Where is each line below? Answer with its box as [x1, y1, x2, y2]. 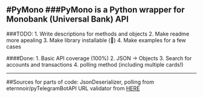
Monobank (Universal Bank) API [6, 14, 129, 25]
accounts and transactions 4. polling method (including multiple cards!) [6, 61, 184, 68]
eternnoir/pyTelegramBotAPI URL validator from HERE [6, 84, 140, 92]
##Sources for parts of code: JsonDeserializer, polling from [6, 78, 154, 85]
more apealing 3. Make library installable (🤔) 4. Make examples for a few [6, 36, 186, 44]
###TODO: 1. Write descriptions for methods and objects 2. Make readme [6, 30, 190, 37]
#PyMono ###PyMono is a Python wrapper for [6, 5, 185, 15]
